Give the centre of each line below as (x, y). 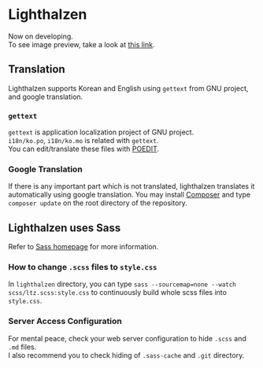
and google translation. (46, 97)
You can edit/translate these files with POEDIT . (84, 149)
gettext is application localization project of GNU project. (101, 132)
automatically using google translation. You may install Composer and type (130, 195)
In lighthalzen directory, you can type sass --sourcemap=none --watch (122, 284)
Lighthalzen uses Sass (65, 228)
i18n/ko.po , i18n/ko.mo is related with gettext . (83, 141)
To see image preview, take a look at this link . (81, 44)
